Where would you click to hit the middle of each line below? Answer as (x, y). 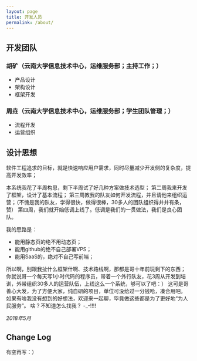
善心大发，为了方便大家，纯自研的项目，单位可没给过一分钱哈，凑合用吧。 (96, 291)
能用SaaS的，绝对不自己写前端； (54, 257)
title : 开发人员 (24, 17)
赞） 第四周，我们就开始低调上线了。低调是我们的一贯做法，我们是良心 (91, 210)
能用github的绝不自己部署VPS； (53, 249)
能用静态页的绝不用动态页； (48, 242)
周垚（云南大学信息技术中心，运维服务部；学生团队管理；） (90, 111)
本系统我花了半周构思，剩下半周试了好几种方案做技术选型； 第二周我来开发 (97, 188)
